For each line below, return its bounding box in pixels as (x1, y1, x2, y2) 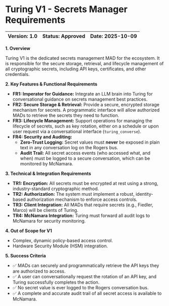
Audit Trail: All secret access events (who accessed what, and (20, 150, 150, 156)
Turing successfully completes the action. (12, 279, 100, 285)
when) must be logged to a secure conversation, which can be (20, 155, 150, 161)
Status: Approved (42, 32, 86, 39)
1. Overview (5, 45, 31, 51)
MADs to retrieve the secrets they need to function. (12, 112, 120, 118)
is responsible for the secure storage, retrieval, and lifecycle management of (5, 60, 164, 66)
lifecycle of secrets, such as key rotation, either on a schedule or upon (12, 123, 159, 129)
